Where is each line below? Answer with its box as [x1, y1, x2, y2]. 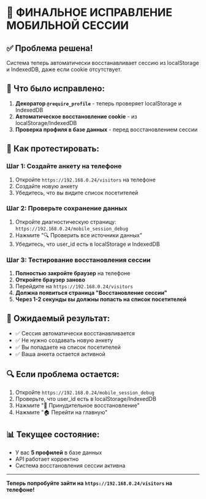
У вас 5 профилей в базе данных [15, 449, 102, 456]
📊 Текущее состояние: [6, 429, 100, 440]
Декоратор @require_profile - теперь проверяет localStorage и [15, 99, 182, 107]
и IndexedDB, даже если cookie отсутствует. [6, 66, 122, 73]
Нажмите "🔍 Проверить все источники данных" [15, 231, 143, 238]
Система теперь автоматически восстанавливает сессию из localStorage [6, 59, 199, 66]
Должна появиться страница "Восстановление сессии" [15, 289, 167, 297]
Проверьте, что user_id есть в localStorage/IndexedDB [15, 395, 156, 402]
